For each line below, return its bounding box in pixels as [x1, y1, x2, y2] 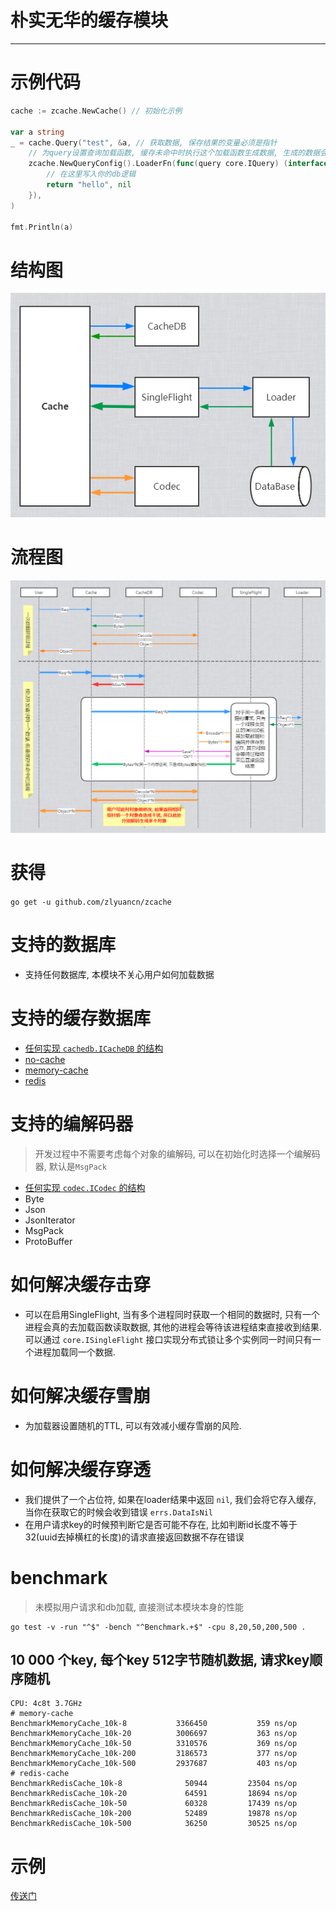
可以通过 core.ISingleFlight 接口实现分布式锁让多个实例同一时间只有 [24, 1333, 313, 1345]
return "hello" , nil [46, 180, 132, 190]
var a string [10, 127, 65, 137]
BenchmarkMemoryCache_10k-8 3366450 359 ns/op [10, 1719, 298, 1729]
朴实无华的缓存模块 [10, 9, 169, 32]
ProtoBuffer [24, 1235, 73, 1247]
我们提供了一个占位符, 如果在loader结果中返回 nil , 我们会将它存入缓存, [24, 1493, 317, 1505]
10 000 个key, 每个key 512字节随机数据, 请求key [10, 1652, 310, 1669]
